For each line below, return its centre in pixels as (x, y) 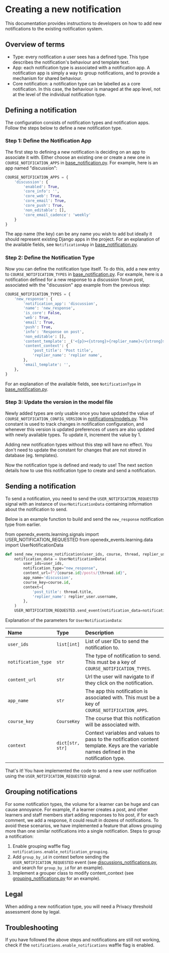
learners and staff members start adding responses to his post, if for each (82, 814)
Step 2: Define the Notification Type (50, 258)
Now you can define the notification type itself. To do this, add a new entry (82, 268)
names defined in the (110, 752)
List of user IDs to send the (117, 642)
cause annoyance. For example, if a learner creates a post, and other (77, 809)
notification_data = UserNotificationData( (61, 559)
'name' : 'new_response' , (49, 308)
